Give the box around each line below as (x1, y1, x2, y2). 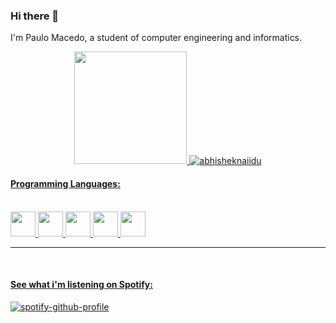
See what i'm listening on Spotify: (10, 279, 153, 291)
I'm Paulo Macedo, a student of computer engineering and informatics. (10, 32, 303, 44)
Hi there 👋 (10, 9, 60, 23)
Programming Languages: (10, 177, 121, 189)
